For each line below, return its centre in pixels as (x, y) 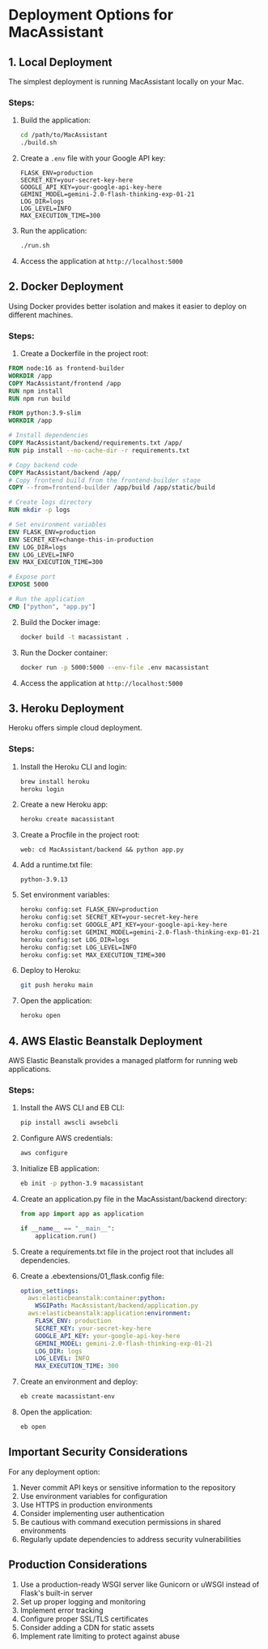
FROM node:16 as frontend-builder (67, 368)
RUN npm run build (39, 398)
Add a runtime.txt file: (56, 865)
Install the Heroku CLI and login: (73, 766)
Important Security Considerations (98, 1452)
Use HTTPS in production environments (86, 1505)
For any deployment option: (54, 1471)
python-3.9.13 (44, 880)
